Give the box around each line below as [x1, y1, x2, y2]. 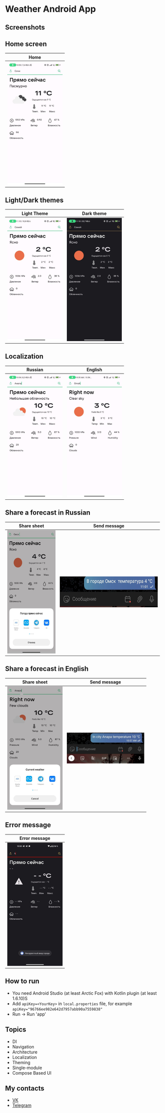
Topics [5, 1025, 27, 1034]
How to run [5, 977, 40, 985]
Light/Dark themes [5, 196, 64, 205]
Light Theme [22, 210, 48, 216]
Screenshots [5, 23, 45, 32]
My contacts [5, 1084, 45, 1092]
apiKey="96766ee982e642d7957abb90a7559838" [12, 1007, 103, 1011]
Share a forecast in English [5, 664, 89, 673]
